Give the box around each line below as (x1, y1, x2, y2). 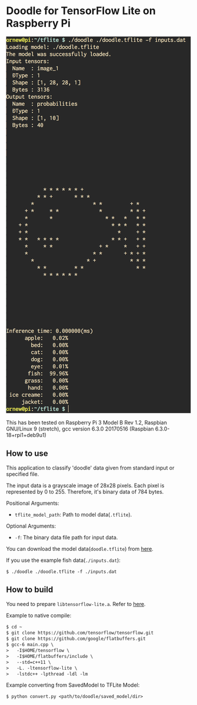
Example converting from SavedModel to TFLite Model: (6, 681, 140, 689)
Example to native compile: (6, 611, 72, 619)
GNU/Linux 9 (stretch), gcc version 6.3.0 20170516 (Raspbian (6, 425, 154, 432)
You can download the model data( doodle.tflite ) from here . (6, 545, 154, 552)
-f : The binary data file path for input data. (14, 534, 118, 541)
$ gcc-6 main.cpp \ (6, 641, 54, 647)
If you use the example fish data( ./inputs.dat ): (6, 557, 121, 564)
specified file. (6, 470, 39, 478)
